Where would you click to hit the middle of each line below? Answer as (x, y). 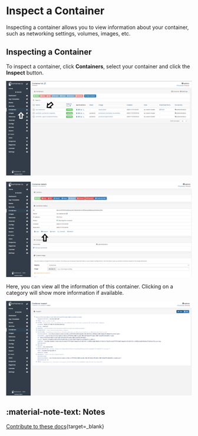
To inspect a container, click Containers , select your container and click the (98, 66)
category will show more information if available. (65, 292)
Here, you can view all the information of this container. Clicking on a (90, 286)
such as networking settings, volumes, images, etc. (68, 33)
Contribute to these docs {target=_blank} (55, 426)
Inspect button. (25, 73)
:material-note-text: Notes (56, 412)
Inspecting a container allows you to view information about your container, (98, 27)
